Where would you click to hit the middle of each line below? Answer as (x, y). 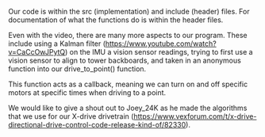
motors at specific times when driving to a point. (87, 93)
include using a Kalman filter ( (57, 44)
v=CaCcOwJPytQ (37, 52)
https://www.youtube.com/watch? (161, 44)
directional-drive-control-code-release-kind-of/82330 (97, 125)
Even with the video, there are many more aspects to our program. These (128, 35)
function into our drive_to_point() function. (77, 69)
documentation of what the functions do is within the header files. (116, 20)
